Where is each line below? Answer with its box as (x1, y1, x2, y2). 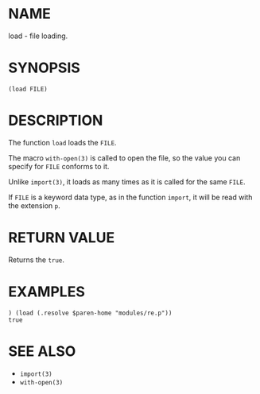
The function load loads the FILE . (8, 137, 117, 147)
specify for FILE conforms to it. (8, 161, 110, 171)
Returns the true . (8, 255, 65, 265)
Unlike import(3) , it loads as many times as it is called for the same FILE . (8, 176, 246, 187)
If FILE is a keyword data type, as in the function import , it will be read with (8, 192, 253, 202)
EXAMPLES (8, 283, 85, 300)
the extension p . (8, 200, 61, 211)
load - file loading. (8, 31, 68, 41)
